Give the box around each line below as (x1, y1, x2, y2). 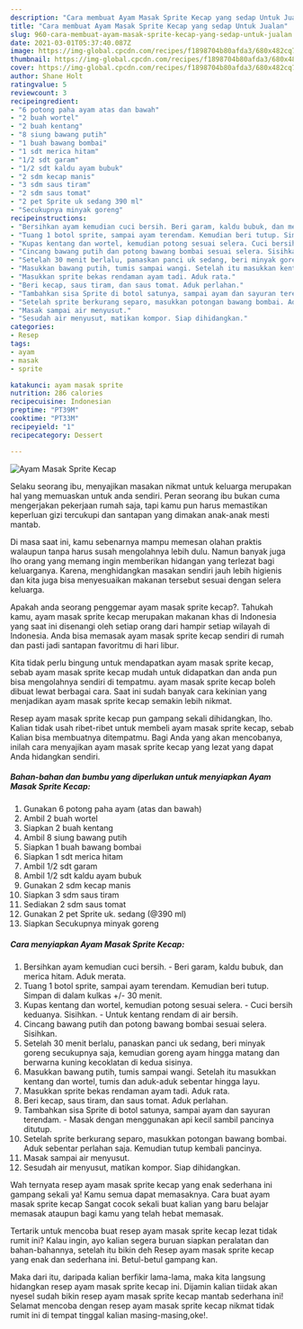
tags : (10, 339, 31, 348)
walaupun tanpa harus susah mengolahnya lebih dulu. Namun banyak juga (10, 546, 286, 557)
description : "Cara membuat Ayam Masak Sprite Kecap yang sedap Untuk (10, 13, 281, 22)
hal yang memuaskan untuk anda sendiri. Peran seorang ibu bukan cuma (10, 490, 281, 501)
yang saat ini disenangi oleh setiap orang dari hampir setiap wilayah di (10, 620, 271, 631)
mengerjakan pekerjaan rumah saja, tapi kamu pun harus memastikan (10, 500, 268, 511)
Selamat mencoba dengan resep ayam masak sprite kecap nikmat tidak (10, 1300, 275, 1311)
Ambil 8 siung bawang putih (22, 833, 128, 843)
